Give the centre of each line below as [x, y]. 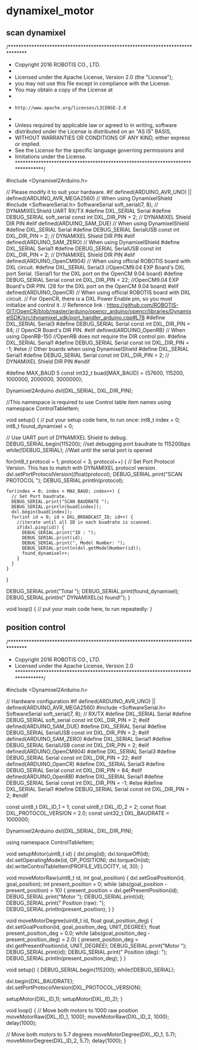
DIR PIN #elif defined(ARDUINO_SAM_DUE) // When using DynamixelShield [98, 223]
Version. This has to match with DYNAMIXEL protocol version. [82, 468]
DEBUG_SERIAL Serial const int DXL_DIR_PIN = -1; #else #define [85, 783]
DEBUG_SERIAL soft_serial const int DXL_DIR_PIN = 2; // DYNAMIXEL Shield [98, 217]
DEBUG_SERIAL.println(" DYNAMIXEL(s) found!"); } [68, 597]
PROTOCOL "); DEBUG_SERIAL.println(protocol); [65, 480]
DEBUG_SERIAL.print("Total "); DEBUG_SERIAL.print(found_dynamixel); [92, 591]
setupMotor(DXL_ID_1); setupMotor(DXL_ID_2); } [64, 999]
